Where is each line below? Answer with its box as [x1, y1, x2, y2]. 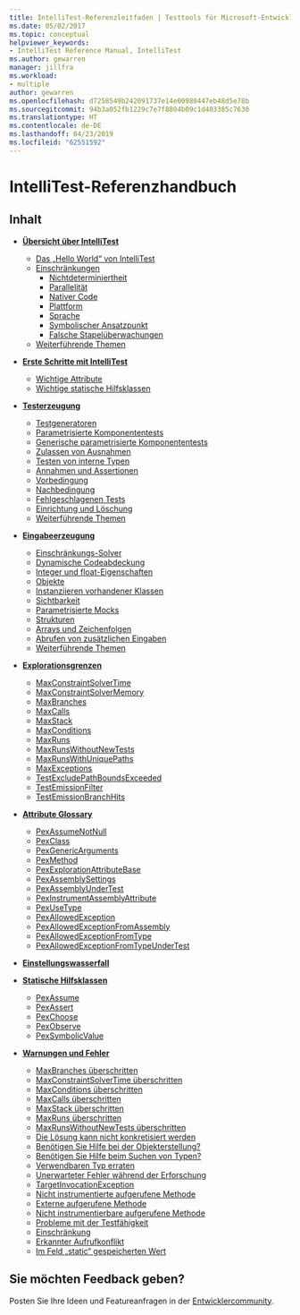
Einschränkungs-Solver [35, 547, 122, 558]
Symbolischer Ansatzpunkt [48, 320, 149, 330]
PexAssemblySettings [35, 874, 116, 884]
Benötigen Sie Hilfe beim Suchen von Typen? [35, 1150, 202, 1161]
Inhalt [9, 212, 42, 227]
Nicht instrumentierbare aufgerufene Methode [35, 1208, 205, 1218]
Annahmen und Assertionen [35, 465, 138, 475]
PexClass [35, 835, 71, 846]
